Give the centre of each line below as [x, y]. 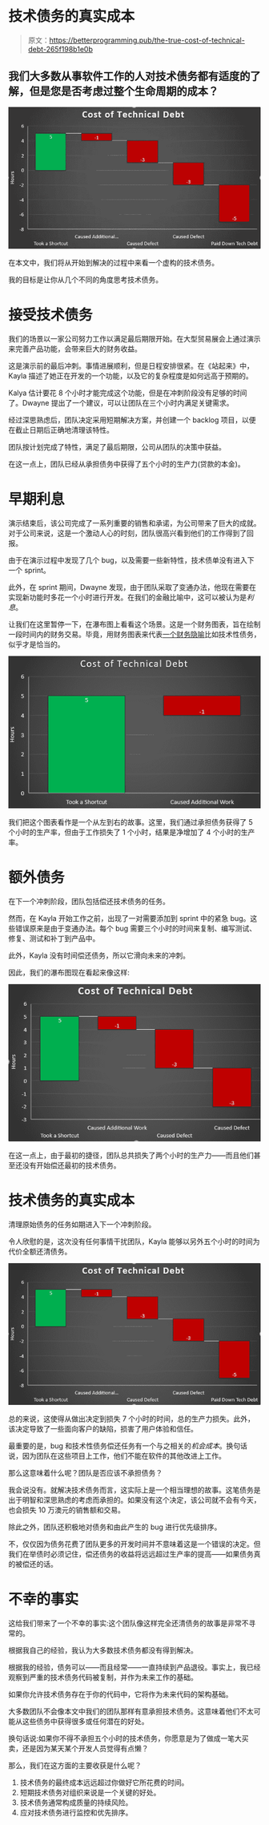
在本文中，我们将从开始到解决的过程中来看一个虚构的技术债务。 [113, 262]
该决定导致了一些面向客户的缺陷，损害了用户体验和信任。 [103, 1429]
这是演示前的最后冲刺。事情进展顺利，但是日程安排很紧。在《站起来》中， [131, 365]
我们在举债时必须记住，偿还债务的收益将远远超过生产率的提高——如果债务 [131, 1554]
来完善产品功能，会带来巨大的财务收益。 [75, 349]
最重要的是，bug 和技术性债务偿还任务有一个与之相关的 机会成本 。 [117, 1446]
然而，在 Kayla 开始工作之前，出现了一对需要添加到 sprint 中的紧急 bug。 [129, 919]
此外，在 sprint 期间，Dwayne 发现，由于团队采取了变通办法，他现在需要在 [132, 587]
